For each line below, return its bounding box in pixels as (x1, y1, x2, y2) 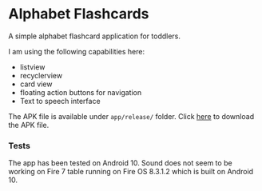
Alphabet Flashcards (8, 5, 149, 23)
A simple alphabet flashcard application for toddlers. (8, 31, 181, 41)
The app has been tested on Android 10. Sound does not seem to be (8, 158, 233, 168)
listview (19, 62, 46, 72)
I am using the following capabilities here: (8, 46, 145, 56)
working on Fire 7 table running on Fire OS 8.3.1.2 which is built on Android (8, 167, 254, 177)
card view (19, 79, 53, 89)
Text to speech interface (19, 96, 101, 105)
